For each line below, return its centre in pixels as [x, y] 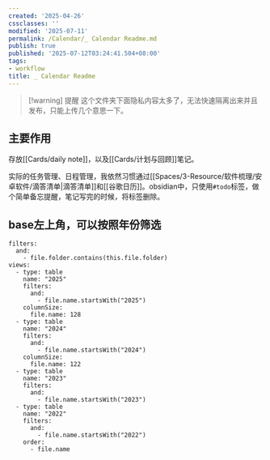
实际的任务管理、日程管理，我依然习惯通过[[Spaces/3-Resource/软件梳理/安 [135, 177]
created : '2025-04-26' [46, 16]
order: [34, 442]
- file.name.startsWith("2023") [92, 400]
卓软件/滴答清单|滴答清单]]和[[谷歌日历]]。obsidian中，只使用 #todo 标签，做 [134, 186]
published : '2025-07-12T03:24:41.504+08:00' [84, 53]
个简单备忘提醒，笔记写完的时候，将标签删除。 [86, 197]
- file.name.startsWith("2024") [92, 350]
